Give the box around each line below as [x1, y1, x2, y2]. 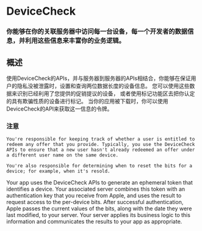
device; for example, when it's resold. [6, 168, 111, 175]
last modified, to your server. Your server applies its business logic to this [6, 211, 191, 219]
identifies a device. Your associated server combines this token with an [6, 185, 186, 193]
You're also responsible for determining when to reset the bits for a [6, 163, 192, 169]
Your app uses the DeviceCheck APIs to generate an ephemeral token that [6, 179, 193, 186]
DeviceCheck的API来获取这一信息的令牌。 [6, 105, 113, 112]
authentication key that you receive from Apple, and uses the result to [6, 192, 182, 199]
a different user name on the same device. [6, 152, 119, 158]
